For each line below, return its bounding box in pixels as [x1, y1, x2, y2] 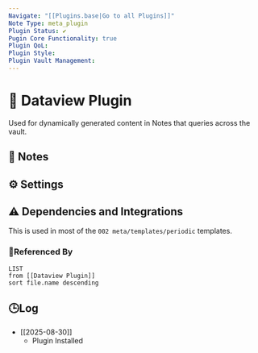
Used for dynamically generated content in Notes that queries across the [8, 118, 251, 127]
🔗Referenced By [8, 247, 73, 258]
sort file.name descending [8, 279, 99, 287]
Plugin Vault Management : [8, 57, 95, 65]
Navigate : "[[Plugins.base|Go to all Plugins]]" [8, 11, 175, 20]
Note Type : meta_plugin [8, 19, 89, 27]
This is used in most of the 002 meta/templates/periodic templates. [8, 226, 232, 236]
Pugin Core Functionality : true [8, 34, 117, 43]
